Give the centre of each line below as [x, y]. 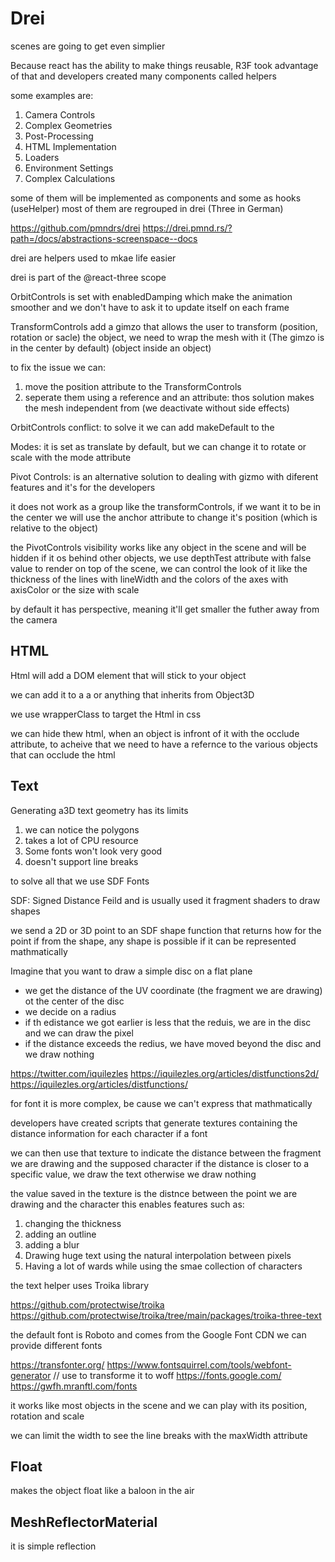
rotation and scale [47, 1416]
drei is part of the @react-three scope [88, 277]
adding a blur [52, 1244]
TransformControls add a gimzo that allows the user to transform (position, [164, 326]
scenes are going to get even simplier [88, 46]
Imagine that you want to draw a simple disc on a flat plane [131, 971]
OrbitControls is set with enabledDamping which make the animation [151, 296]
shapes [25, 911]
